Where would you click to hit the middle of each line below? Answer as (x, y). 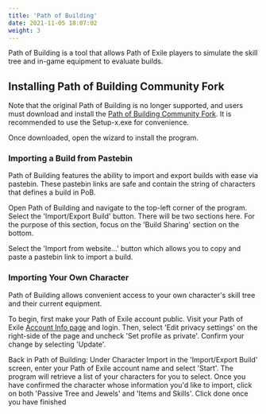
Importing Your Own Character (69, 277)
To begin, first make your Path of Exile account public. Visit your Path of (126, 319)
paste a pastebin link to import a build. (71, 257)
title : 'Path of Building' (53, 15)
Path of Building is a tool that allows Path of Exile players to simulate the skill (133, 53)
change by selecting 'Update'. (57, 344)
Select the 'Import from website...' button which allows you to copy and (125, 249)
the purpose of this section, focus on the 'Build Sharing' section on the (124, 225)
